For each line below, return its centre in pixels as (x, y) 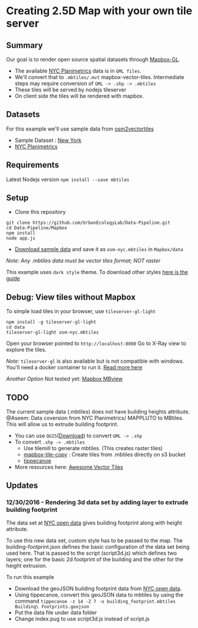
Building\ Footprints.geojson (52, 607)
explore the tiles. (26, 350)
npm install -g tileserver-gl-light (51, 322)
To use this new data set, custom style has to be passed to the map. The (95, 540)
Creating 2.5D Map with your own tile (99, 11)
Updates (22, 486)
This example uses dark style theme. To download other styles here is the (97, 272)
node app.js (21, 238)
